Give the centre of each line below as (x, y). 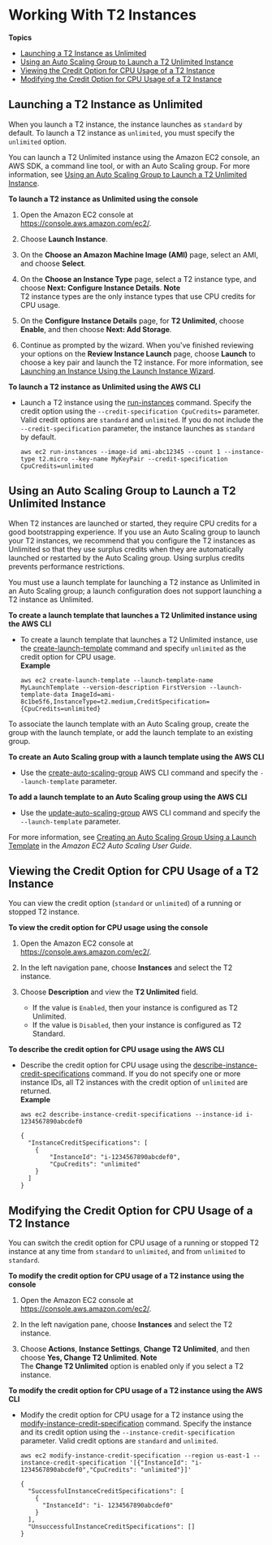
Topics (20, 37)
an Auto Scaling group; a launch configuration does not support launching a (135, 591)
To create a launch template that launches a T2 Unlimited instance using (133, 615)
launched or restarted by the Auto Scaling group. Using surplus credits (127, 557)
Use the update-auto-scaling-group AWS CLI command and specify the (140, 812)
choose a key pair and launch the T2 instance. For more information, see (142, 362)
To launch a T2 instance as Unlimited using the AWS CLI (105, 387)
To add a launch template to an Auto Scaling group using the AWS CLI (128, 797)
